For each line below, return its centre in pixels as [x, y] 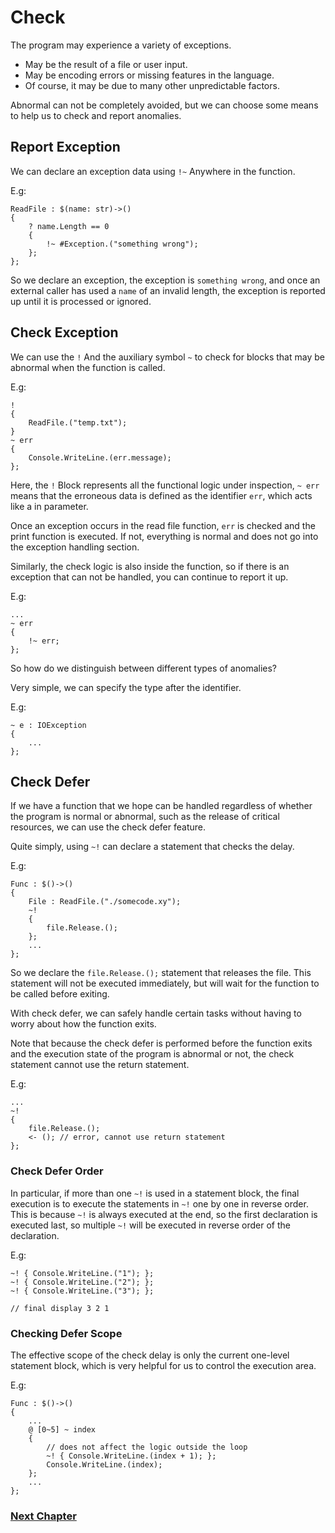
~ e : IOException [48, 725]
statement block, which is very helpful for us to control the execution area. [163, 1365]
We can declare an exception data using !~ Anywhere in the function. [153, 171]
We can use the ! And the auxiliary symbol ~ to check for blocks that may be [167, 357]
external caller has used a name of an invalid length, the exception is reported [168, 290]
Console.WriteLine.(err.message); [100, 457]
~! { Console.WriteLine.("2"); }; [82, 1282]
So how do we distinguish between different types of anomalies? [144, 668]
